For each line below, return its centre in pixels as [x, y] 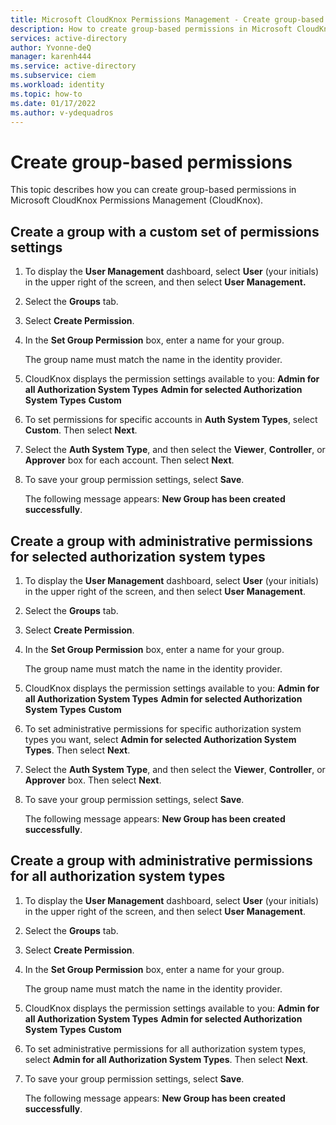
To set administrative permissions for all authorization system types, [165, 1048]
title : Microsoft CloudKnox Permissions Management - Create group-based [167, 19]
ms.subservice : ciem [53, 76]
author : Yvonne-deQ [51, 47]
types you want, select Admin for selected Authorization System [160, 739]
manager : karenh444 [51, 57]
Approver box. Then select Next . [93, 780]
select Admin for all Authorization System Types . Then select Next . [166, 1059]
